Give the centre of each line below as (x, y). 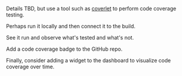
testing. (15, 15)
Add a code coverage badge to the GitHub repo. (64, 49)
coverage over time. (30, 67)
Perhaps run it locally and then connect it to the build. (71, 26)
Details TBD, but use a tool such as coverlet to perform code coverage (91, 9)
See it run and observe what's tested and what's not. (70, 37)
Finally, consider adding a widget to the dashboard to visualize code (89, 60)
